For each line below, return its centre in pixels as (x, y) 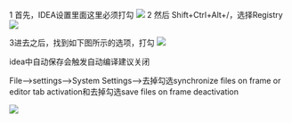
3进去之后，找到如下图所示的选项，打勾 (82, 43)
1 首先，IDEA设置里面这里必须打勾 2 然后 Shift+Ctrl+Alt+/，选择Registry (146, 15)
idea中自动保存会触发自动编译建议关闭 (80, 61)
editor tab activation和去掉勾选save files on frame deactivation (124, 92)
